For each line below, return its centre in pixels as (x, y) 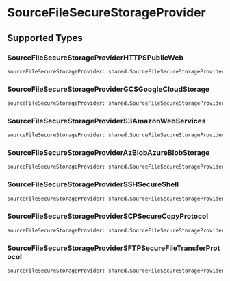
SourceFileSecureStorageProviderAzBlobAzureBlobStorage (108, 153)
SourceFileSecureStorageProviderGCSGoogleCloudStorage (108, 89)
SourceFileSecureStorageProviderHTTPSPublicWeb (95, 58)
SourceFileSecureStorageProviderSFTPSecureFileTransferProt (114, 248)
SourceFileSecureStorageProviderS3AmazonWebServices (106, 121)
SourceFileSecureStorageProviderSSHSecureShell (93, 184)
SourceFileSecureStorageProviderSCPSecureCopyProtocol (108, 216)
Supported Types (45, 38)
